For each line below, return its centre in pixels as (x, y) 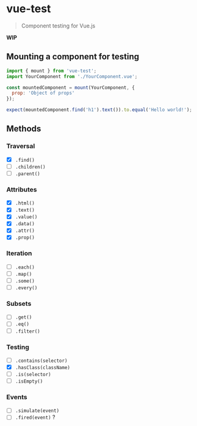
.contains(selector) (41, 361)
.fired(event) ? (35, 417)
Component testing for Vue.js (58, 26)
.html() (25, 203)
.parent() (28, 174)
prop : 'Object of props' (43, 93)
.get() (23, 317)
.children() (30, 167)
